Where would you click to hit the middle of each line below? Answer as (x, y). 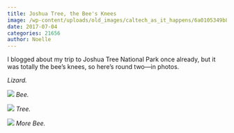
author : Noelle (29, 40)
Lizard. (17, 80)
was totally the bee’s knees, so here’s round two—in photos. (93, 67)
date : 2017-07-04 (32, 26)
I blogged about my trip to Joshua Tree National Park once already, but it (111, 59)
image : (17, 20)
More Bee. (31, 123)
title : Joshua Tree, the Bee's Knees (62, 14)
